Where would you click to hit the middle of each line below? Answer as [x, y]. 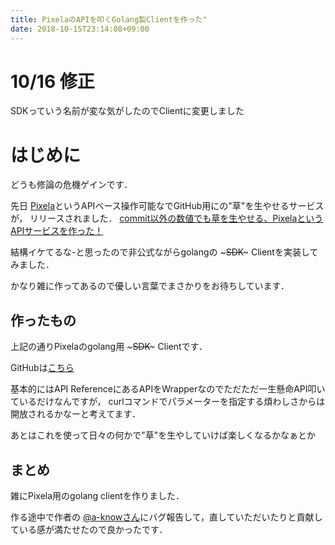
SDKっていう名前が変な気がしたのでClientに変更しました [127, 111]
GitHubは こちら [42, 368]
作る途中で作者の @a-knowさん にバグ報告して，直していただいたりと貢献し [166, 517]
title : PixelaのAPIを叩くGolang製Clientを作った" [109, 19]
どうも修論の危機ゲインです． [71, 185]
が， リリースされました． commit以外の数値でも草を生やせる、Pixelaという [167, 218]
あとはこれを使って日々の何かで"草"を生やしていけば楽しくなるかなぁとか [163, 435]
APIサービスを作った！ [57, 231]
